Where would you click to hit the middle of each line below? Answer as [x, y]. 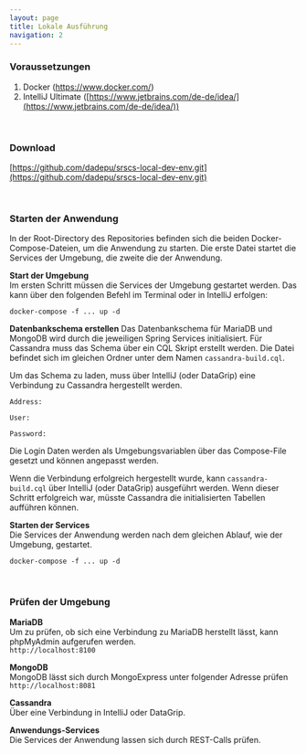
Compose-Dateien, [45, 249]
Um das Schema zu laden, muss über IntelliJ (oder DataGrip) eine [132, 376]
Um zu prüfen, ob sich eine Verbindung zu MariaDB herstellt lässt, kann [144, 632]
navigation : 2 [37, 35]
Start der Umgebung [49, 276]
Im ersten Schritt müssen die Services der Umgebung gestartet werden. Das [153, 285]
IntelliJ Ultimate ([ [56, 96]
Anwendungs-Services [55, 730]
